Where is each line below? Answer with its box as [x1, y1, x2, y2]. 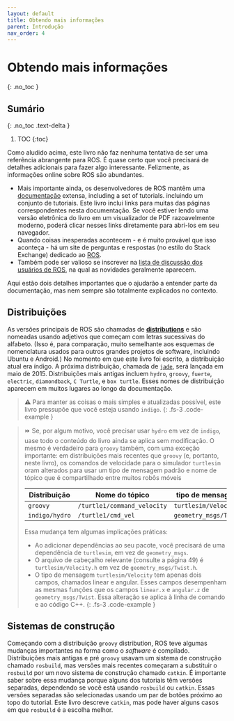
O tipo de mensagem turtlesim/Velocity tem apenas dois [34, 571, 202, 579]
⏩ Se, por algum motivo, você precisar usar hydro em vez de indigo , [24, 426, 221, 435]
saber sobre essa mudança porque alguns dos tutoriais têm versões [7, 676, 203, 684]
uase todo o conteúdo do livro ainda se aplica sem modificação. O [24, 436, 214, 444]
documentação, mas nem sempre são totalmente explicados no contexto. [7, 286, 218, 295]
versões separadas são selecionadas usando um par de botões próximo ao [7, 690, 223, 699]
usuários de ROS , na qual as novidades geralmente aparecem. [17, 265, 196, 274]
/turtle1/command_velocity [77, 502, 167, 509]
